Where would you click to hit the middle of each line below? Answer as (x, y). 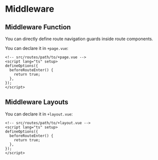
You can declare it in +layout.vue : (39, 114)
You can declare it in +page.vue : (37, 48)
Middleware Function (38, 27)
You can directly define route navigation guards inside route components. (79, 39)
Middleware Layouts (37, 102)
